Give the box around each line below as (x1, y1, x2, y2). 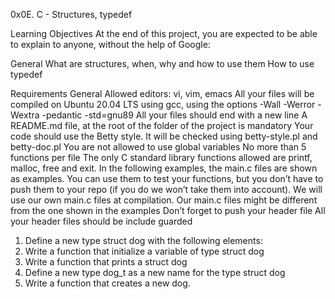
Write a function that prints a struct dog (24, 256, 188, 268)
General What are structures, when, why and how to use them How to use (10, 58, 315, 69)
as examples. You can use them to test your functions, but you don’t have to (10, 173, 324, 184)
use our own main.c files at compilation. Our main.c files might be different (10, 194, 318, 206)
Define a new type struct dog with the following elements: (24, 235, 263, 246)
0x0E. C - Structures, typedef (10, 9, 133, 20)
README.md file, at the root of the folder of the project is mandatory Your (10, 120, 314, 131)
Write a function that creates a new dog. (24, 277, 191, 289)
